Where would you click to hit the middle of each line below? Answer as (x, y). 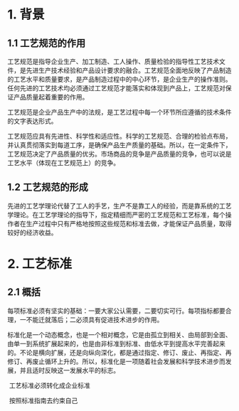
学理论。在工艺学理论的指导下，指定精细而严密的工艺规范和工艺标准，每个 (116, 215)
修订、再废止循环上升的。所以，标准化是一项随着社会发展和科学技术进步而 (116, 361)
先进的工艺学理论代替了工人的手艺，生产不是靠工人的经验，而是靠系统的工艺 (119, 205)
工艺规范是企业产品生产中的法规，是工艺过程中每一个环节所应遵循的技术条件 (119, 112)
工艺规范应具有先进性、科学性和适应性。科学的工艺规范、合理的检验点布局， (119, 136)
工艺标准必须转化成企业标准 (49, 385)
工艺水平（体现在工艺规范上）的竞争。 (63, 163)
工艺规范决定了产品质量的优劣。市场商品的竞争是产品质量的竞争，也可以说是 (119, 154)
